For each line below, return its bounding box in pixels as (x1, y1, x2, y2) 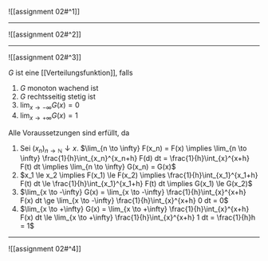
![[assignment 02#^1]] (8, 7, 81, 16)
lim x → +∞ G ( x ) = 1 (19, 111, 78, 122)
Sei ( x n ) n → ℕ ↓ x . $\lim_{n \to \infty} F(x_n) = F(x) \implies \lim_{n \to (19, 143, 247, 154)
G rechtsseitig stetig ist (19, 92, 96, 101)
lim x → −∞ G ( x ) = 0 (19, 100, 80, 111)
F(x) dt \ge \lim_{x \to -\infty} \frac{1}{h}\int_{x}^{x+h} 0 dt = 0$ (19, 196, 229, 205)
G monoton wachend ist (19, 84, 99, 92)
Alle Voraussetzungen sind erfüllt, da (8, 127, 130, 138)
